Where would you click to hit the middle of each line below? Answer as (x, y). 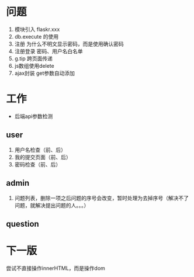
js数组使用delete (34, 65)
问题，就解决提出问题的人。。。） (52, 205)
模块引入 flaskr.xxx (37, 29)
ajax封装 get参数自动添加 (44, 73)
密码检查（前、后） (38, 164)
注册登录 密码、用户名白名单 (49, 51)
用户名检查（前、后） (40, 150)
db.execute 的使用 (37, 36)
